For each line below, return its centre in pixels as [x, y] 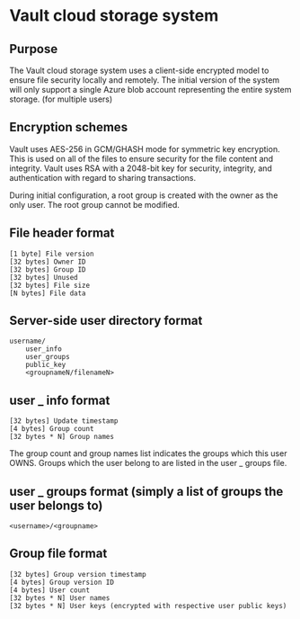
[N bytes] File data [48, 293]
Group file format [58, 554]
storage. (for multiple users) [61, 99]
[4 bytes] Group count [52, 429]
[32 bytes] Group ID [48, 269]
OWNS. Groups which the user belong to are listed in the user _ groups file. [148, 463]
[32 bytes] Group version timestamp [78, 574]
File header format [62, 233]
